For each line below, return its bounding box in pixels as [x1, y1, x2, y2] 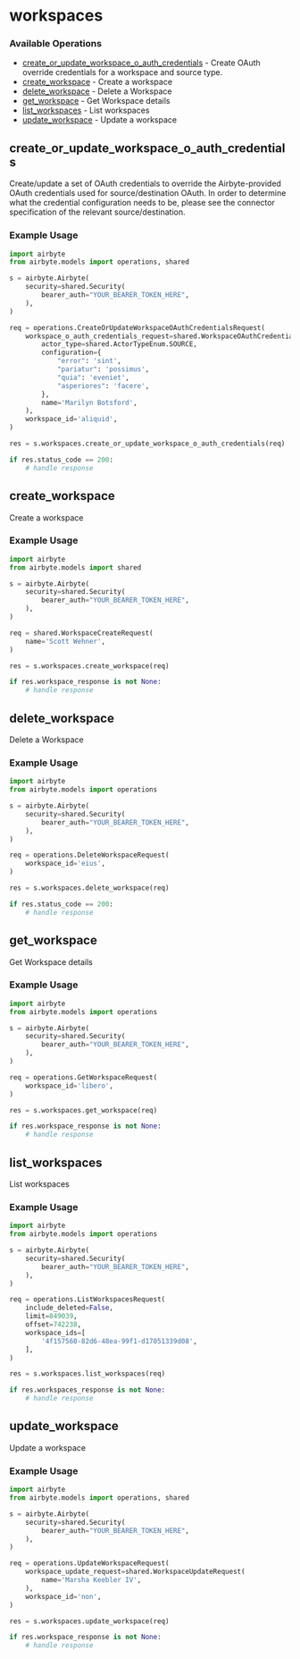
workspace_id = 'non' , [25, 1592, 102, 1601]
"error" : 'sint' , [56, 357, 122, 366]
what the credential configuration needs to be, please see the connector [9, 198, 275, 208]
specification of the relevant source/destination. [9, 207, 186, 217]
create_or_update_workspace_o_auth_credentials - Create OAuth [21, 57, 261, 68]
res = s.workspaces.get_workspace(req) [9, 1105, 158, 1114]
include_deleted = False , [25, 1303, 114, 1313]
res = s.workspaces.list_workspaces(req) [9, 1369, 166, 1378]
